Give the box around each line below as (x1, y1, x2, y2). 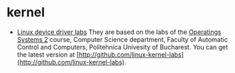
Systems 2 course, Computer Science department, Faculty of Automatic (16, 35, 228, 43)
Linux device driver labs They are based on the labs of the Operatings (16, 28, 222, 36)
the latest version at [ (16, 50, 80, 59)
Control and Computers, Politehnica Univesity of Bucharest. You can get (16, 43, 229, 51)
